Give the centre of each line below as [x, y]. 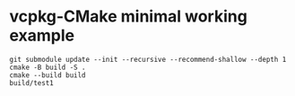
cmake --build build [48, 75]
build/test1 [31, 83]
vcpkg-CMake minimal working [129, 17]
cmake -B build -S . [48, 67]
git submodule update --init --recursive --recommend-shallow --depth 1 [148, 59]
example [42, 35]
